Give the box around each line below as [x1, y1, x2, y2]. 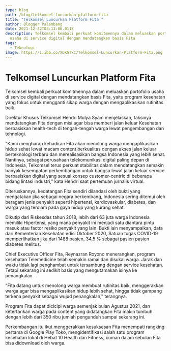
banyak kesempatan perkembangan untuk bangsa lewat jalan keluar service [5, 168, 165, 174]
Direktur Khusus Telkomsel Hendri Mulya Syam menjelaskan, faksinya [5, 115, 152, 121]
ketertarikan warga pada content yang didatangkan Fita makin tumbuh [5, 308, 153, 315]
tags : [5, 41, 17, 46]
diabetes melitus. [5, 241, 41, 247]
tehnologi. [5, 131, 26, 137]
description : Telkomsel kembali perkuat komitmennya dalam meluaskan [5, 31, 156, 36]
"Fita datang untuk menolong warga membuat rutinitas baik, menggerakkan [5, 282, 164, 289]
